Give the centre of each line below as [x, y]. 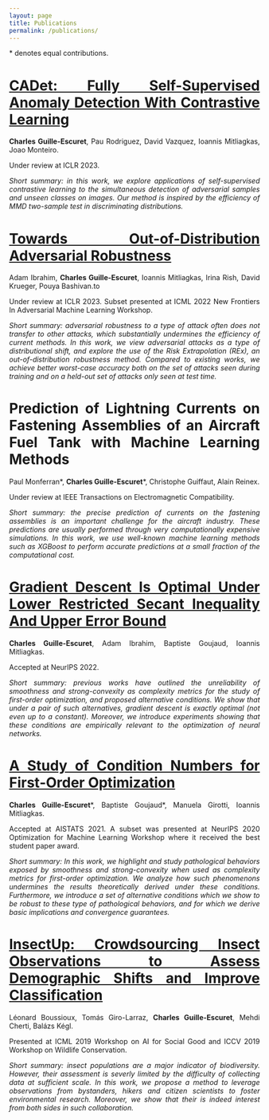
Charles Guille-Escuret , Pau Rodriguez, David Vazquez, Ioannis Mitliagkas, [134, 141]
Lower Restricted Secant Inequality [134, 604]
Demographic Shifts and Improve [134, 978]
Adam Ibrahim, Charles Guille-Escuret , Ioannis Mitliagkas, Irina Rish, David [134, 278]
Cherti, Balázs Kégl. [41, 1026]
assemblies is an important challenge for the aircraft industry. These [134, 521]
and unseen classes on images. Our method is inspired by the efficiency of [134, 198]
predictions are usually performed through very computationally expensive [134, 530]
